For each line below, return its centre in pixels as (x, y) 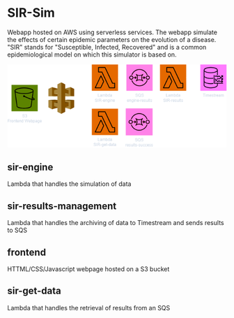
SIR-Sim (31, 13)
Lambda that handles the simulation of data (69, 184)
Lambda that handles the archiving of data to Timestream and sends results (116, 223)
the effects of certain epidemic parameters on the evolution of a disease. (112, 39)
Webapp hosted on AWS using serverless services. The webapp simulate (112, 32)
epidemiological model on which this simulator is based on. (92, 55)
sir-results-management (62, 206)
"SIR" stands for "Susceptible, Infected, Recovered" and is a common (107, 47)
